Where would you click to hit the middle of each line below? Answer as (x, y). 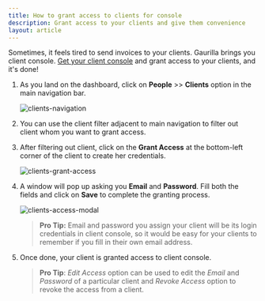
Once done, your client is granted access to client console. (115, 258)
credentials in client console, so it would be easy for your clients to (148, 234)
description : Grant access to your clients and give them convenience (127, 23)
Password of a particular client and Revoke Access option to (138, 281)
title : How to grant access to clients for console (95, 15)
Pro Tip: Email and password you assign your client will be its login (148, 225)
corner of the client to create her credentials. (93, 156)
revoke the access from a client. (92, 290)
